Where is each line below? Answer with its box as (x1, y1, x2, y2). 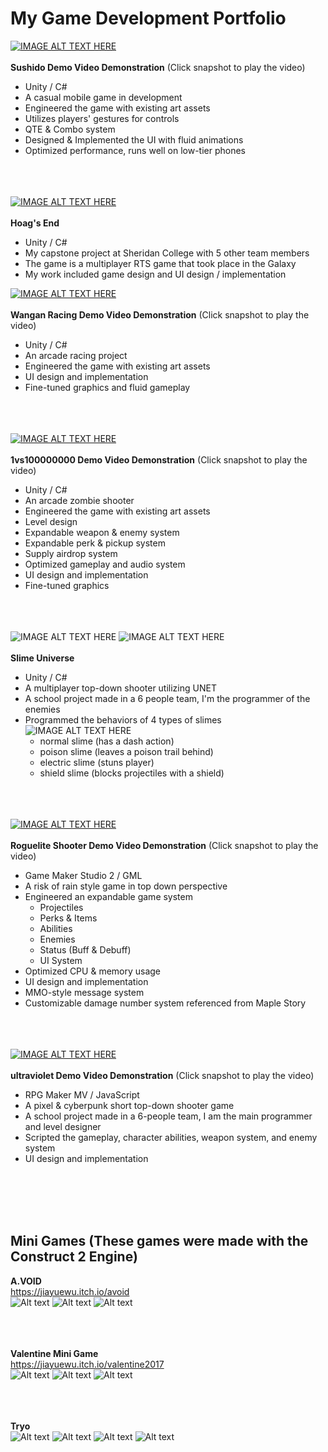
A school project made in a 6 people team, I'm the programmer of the (24, 692, 311, 704)
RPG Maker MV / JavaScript (24, 1088, 140, 1101)
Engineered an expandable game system (24, 890, 193, 902)
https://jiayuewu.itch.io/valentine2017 (10, 1358, 165, 1370)
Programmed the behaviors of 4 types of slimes (24, 713, 222, 726)
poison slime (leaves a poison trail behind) (39, 745, 214, 757)
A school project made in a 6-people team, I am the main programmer (24, 1110, 313, 1122)
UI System (39, 954, 83, 966)
